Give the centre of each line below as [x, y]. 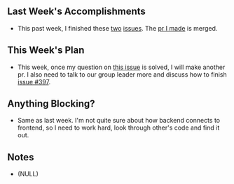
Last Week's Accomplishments [76, 11]
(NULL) [28, 174]
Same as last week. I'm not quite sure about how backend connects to [119, 121]
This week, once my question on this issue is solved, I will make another [121, 67]
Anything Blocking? [51, 104]
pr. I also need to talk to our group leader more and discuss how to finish [122, 74]
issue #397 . [34, 82]
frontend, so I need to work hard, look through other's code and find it [118, 128]
